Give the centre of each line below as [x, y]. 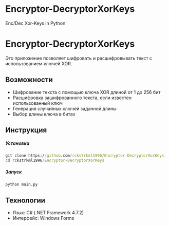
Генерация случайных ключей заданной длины [64, 108]
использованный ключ [38, 103]
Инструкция [26, 130]
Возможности [29, 80]
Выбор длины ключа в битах [44, 114]
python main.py [22, 184]
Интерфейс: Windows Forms [43, 218]
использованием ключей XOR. [39, 63]
